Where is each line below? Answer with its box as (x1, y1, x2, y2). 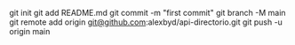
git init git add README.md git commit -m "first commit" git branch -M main (9, 8, 286, 18)
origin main (9, 26, 51, 36)
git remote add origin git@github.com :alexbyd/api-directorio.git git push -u (9, 17, 283, 27)
